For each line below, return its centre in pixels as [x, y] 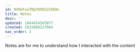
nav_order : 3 [18, 32]
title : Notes [18, 14]
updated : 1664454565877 [29, 23]
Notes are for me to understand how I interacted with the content [70, 45]
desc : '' [14, 18]
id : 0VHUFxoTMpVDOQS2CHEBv [32, 9]
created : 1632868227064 [29, 27]
